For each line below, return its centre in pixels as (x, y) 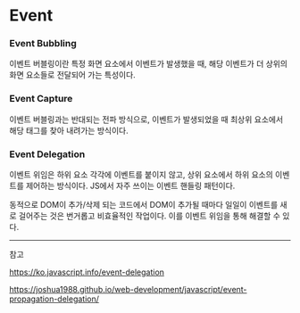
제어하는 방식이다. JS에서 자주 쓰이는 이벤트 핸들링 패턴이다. (130, 186)
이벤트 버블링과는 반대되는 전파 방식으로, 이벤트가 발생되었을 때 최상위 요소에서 (146, 119)
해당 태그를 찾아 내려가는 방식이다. (69, 130)
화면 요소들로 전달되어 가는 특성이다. (72, 75)
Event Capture (41, 99)
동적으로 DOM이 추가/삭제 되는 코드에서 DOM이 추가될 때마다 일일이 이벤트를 (144, 205)
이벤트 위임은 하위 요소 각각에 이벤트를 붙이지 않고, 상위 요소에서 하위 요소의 (142, 175)
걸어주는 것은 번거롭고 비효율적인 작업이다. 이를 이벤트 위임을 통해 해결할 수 (150, 216)
